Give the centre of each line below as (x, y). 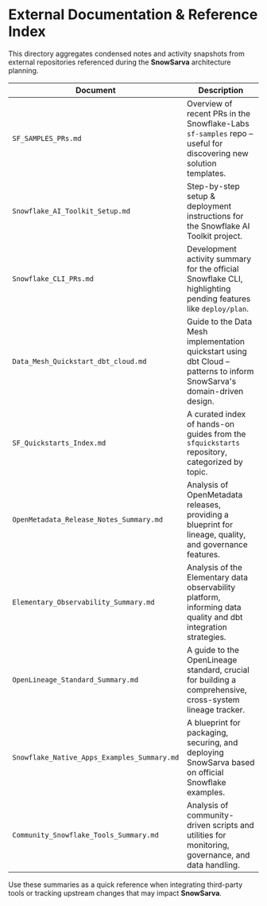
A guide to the (213, 650)
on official (205, 772)
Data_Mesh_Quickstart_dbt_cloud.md (79, 361)
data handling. (213, 865)
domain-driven (215, 391)
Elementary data (217, 577)
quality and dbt (215, 617)
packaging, (207, 732)
